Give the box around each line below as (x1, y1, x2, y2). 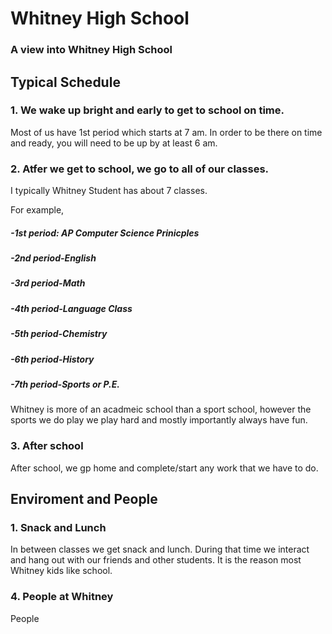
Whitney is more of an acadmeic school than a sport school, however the (10, 403, 312, 416)
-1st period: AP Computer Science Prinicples (10, 227, 200, 239)
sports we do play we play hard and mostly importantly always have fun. (10, 414, 308, 426)
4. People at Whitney (10, 590, 114, 604)
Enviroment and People (10, 491, 158, 507)
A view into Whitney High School (10, 43, 173, 57)
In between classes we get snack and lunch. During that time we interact (10, 543, 310, 556)
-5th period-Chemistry (10, 328, 108, 340)
